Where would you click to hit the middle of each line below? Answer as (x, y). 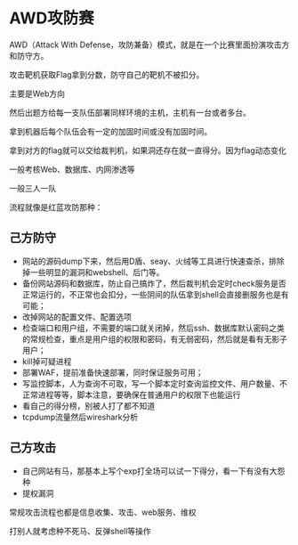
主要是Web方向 (37, 94)
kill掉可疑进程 (47, 361)
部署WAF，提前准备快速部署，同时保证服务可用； (113, 372)
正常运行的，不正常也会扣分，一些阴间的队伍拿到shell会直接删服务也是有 (155, 294)
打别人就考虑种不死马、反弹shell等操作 (80, 531)
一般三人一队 (32, 188)
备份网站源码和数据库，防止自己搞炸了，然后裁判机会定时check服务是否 (154, 283)
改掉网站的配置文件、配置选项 (77, 316)
